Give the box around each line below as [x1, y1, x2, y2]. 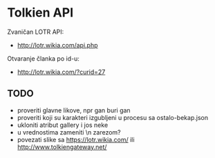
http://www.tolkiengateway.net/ [17, 143, 107, 151]
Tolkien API [7, 5, 74, 21]
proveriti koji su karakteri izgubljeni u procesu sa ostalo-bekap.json [17, 113, 209, 121]
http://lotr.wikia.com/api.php [17, 41, 98, 49]
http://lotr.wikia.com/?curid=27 [17, 68, 106, 76]
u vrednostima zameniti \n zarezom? [17, 128, 121, 136]
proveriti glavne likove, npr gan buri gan [17, 106, 131, 115]
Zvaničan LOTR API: [7, 28, 64, 36]
